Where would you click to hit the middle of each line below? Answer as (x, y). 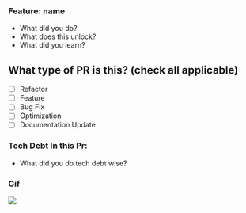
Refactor (34, 89)
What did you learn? (52, 45)
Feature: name (37, 11)
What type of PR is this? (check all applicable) (123, 70)
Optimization (40, 116)
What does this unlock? (58, 36)
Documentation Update (58, 125)
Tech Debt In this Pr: (48, 146)
